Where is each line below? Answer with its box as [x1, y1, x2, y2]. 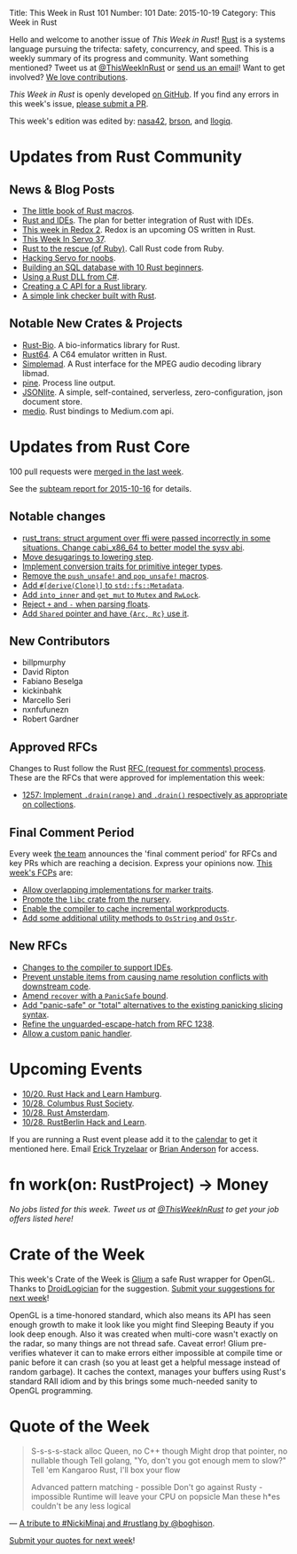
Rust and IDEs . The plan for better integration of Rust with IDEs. [21, 215, 254, 225]
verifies [9, 1347, 37, 1358]
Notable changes [9, 509, 106, 525]
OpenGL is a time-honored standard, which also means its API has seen [9, 1309, 271, 1321]
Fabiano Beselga [21, 676, 83, 687]
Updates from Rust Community [9, 146, 242, 167]
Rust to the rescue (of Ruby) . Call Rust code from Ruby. [21, 243, 224, 254]
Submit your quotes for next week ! [9, 1534, 136, 1545]
